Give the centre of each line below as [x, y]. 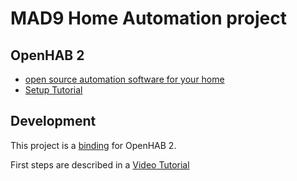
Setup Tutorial [53, 90]
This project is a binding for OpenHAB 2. [93, 145]
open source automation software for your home [124, 79]
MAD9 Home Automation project [148, 18]
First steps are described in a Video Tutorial [100, 164]
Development [53, 121]
